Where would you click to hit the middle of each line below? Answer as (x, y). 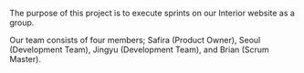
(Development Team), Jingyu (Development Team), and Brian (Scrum (139, 50)
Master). (25, 59)
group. (22, 23)
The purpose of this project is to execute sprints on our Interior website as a (152, 13)
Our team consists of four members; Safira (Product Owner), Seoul (135, 40)
